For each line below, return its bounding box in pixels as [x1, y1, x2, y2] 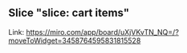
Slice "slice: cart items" [8, 6, 130, 20]
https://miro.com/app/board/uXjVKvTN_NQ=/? [26, 27, 179, 36]
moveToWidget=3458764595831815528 [8, 36, 141, 45]
